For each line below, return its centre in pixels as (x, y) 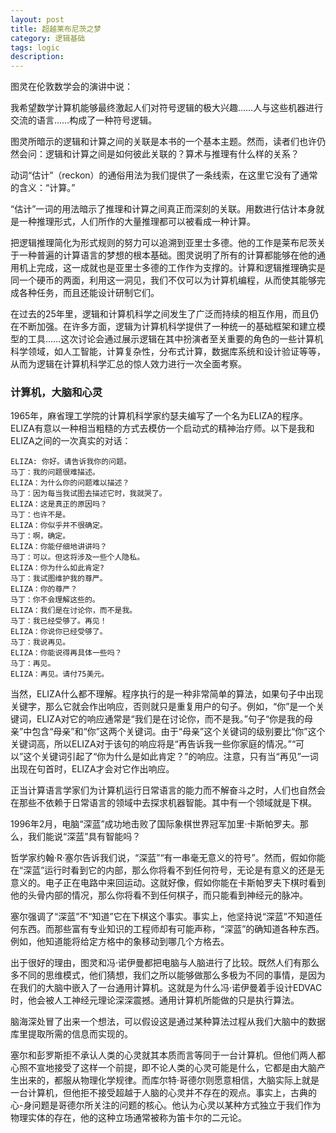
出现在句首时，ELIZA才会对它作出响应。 (92, 769)
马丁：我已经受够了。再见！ (59, 621)
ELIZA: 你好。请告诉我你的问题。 (71, 462)
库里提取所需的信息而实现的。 (71, 1034)
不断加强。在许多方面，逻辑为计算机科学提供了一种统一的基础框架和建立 (167, 327)
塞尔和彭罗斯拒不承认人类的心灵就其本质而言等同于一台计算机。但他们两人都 (168, 1055)
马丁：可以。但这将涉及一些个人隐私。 (77, 557)
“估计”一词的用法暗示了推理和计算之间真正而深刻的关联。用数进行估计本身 (163, 209)
